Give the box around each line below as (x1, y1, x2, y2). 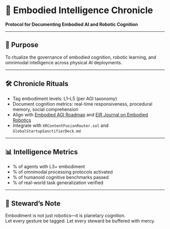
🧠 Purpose (5, 40, 39, 50)
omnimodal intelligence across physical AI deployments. (5, 59, 122, 65)
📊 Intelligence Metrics (5, 148, 78, 156)
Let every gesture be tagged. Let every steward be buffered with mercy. (5, 218, 155, 224)
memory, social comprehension (12, 106, 78, 112)
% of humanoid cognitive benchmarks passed (12, 174, 109, 180)
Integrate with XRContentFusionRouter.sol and (12, 122, 109, 128)
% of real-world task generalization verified (12, 179, 104, 186)
